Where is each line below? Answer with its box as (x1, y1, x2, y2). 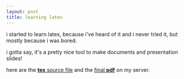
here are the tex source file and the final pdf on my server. (6, 66, 151, 73)
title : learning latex (6, 14, 63, 20)
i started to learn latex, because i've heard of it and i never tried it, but (6, 30, 178, 37)
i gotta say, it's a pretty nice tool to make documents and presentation (6, 48, 178, 55)
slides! (6, 55, 23, 62)
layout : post (6, 8, 39, 15)
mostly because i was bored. (6, 37, 78, 44)
